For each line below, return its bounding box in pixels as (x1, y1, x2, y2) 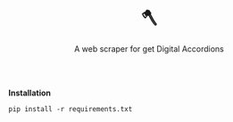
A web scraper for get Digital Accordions (74, 43, 224, 54)
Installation (8, 87, 51, 98)
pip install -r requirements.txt (8, 104, 133, 113)
